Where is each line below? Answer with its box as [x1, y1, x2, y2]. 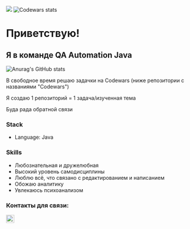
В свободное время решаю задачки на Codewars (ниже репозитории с [6, 77, 185, 84]
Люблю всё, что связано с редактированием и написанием [14, 174, 165, 181]
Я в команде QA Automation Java [6, 50, 133, 60]
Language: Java [14, 134, 54, 141]
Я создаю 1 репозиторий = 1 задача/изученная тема [6, 94, 136, 101]
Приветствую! [6, 27, 80, 40]
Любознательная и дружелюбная [14, 162, 99, 169]
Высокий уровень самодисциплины [14, 168, 105, 175]
